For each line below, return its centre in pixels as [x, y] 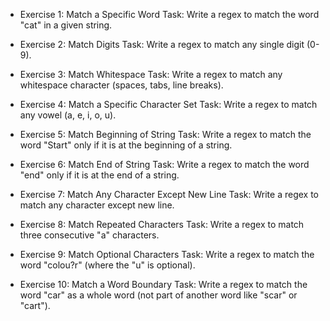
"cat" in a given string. [66, 25]
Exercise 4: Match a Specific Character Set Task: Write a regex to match [168, 104]
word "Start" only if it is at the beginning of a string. [126, 145]
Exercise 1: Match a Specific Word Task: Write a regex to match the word [169, 14]
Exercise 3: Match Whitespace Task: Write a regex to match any [151, 74]
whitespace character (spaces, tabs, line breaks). [121, 85]
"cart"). [35, 305]
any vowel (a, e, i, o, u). [68, 115]
